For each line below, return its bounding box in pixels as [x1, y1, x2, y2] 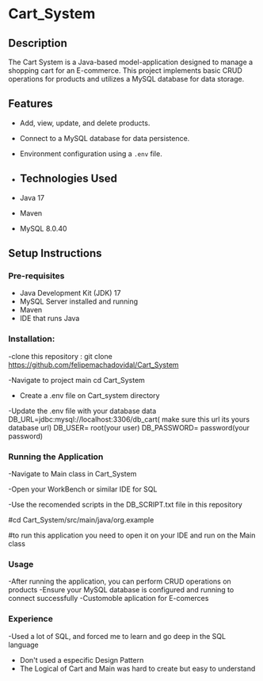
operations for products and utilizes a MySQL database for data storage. [8, 75, 245, 83]
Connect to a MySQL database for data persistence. [19, 133, 190, 143]
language [8, 640, 39, 649]
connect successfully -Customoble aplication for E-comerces [8, 594, 209, 603]
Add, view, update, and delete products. [19, 118, 151, 128]
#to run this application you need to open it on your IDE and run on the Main [8, 530, 256, 540]
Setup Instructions [8, 247, 102, 260]
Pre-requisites [8, 270, 65, 281]
